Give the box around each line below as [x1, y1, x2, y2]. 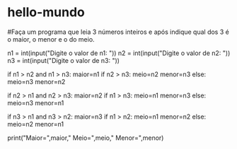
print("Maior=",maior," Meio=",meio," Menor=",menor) [7, 133, 164, 142]
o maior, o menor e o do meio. [7, 35, 95, 43]
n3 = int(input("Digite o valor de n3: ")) [7, 56, 120, 64]
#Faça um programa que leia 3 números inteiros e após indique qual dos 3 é [7, 28, 230, 36]
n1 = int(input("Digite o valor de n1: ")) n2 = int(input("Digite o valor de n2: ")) [7, 49, 231, 57]
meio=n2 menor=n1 [7, 119, 64, 128]
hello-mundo [7, 4, 85, 20]
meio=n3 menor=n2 [7, 77, 66, 85]
